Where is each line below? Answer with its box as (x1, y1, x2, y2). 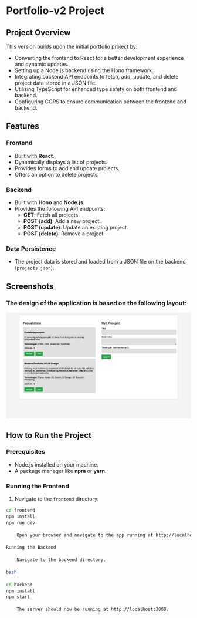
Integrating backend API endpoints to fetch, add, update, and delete (14, 73, 179, 80)
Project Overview (6, 28, 71, 38)
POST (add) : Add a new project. (23, 217, 101, 224)
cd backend (6, 582, 33, 587)
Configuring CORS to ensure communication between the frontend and (14, 98, 186, 105)
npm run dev (6, 519, 35, 526)
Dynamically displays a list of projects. (14, 158, 107, 166)
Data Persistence (6, 245, 56, 253)
